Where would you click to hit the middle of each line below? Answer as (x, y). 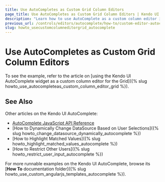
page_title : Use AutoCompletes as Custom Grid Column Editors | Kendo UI (82, 14)
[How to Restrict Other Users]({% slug (51, 149)
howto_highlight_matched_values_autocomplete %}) (65, 144)
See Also (19, 102)
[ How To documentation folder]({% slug (46, 169)
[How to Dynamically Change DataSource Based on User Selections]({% (85, 128)
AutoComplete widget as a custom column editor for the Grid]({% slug (76, 81)
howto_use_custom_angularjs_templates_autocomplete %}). (66, 174)
